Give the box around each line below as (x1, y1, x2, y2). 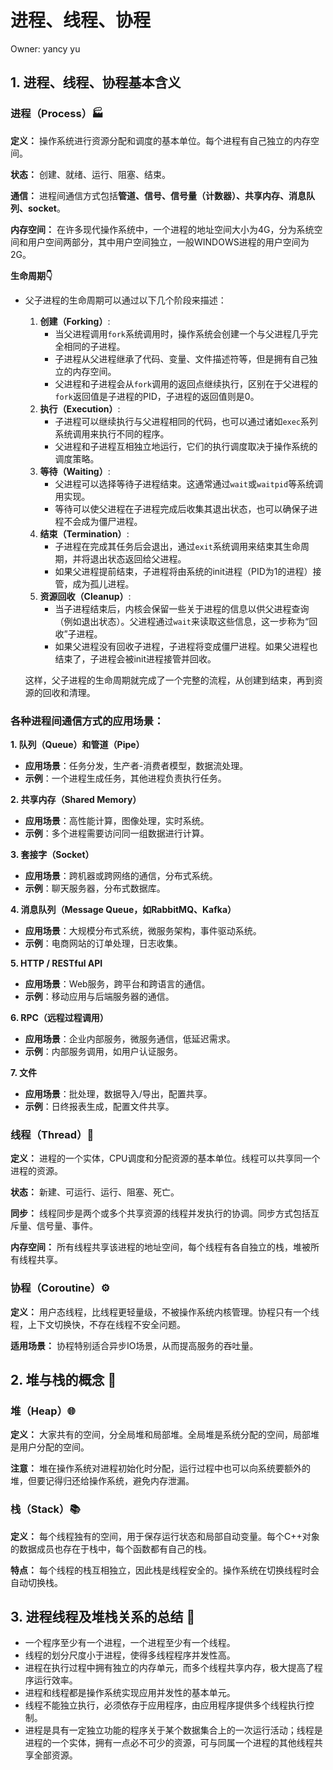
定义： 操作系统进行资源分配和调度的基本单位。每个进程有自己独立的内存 (10, 134, 311, 146)
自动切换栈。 (10, 1576, 63, 1588)
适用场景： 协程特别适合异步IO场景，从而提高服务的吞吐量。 (10, 1339, 259, 1351)
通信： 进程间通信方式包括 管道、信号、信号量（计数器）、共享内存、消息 (10, 189, 307, 201)
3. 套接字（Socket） (10, 848, 95, 860)
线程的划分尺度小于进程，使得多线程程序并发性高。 (24, 1649, 236, 1661)
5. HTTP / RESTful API (10, 957, 103, 969)
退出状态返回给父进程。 (89, 552, 187, 565)
